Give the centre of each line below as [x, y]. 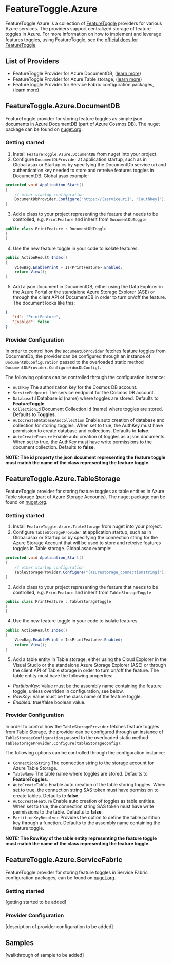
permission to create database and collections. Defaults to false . [81, 431]
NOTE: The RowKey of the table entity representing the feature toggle [81, 838]
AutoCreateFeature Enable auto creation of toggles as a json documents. [89, 437]
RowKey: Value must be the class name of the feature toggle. [77, 696]
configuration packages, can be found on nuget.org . [61, 877]
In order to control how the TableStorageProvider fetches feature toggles [82, 726]
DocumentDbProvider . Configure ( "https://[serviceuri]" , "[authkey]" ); [91, 199]
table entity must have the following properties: [63, 675]
